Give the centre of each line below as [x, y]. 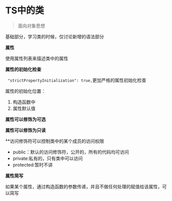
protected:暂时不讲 [33, 165]
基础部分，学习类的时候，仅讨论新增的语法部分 [55, 36]
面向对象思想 [31, 26]
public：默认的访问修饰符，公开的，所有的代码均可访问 [71, 152]
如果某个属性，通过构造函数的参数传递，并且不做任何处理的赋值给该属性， [84, 186]
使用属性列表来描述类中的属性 [37, 58]
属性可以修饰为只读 [26, 130]
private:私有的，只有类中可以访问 [48, 158]
